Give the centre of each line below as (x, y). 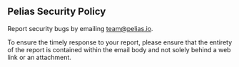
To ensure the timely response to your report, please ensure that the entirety (120, 42)
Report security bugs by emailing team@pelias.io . (80, 28)
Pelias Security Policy (57, 12)
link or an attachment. (39, 57)
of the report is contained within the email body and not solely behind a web (119, 49)
